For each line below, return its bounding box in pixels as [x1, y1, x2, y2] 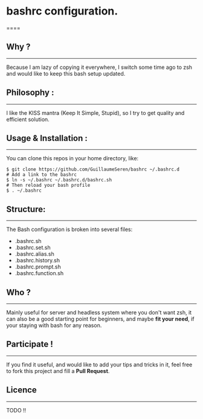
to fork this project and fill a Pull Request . [6, 367, 110, 374]
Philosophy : [6, 88, 54, 98]
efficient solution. [6, 115, 50, 123]
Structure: [6, 204, 46, 214]
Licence [6, 385, 37, 395]
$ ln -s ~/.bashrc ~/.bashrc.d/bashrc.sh [6, 177, 112, 183]
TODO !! [6, 406, 27, 414]
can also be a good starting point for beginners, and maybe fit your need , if [6, 316, 195, 322]
